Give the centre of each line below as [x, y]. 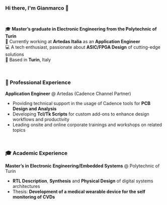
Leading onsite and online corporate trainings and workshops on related [87, 125]
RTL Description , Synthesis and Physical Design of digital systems [83, 181]
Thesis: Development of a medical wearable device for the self [79, 191]
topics [19, 130]
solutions [15, 54]
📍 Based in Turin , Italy [28, 60]
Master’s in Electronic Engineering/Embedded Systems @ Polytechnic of [82, 166]
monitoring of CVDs [34, 197]
